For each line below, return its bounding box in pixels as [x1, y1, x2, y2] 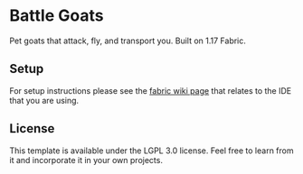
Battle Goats [9, 5, 104, 26]
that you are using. [9, 95, 80, 105]
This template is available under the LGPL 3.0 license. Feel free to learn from [9, 145, 294, 156]
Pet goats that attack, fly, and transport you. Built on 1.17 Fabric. [9, 35, 247, 46]
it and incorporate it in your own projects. [9, 154, 163, 165]
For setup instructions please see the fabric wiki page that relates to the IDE [9, 85, 292, 96]
